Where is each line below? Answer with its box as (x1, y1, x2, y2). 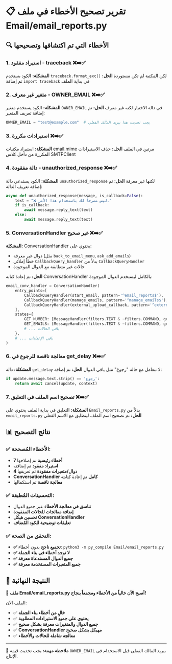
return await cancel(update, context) (15, 381, 97, 386)
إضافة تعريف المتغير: (6, 110, 45, 116)
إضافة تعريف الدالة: (6, 183, 43, 189)
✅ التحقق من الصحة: (6, 532, 52, 539)
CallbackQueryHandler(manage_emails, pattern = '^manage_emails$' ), (24, 297, 168, 303)
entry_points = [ (15, 288, 47, 293)
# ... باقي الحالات (24, 326, 59, 331)
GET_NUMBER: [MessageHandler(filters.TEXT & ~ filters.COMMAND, (24, 317, 161, 322)
